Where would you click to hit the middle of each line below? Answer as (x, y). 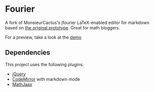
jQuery (19, 74)
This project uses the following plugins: (44, 64)
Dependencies (28, 53)
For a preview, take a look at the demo (43, 37)
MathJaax (22, 84)
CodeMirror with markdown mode (46, 79)
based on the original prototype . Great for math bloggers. (63, 27)
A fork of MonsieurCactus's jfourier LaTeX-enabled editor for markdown (77, 23)
